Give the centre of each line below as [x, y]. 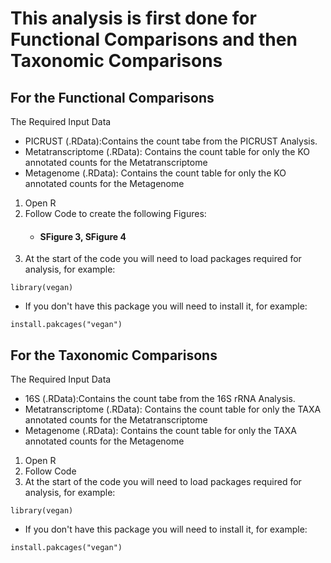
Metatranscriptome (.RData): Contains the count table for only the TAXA [173, 409]
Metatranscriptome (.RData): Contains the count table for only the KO [167, 151]
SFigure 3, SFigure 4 [83, 236]
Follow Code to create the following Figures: [115, 213]
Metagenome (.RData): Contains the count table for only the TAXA [160, 431]
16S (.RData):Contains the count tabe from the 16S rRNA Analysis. [160, 399]
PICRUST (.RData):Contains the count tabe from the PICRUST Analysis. [171, 141]
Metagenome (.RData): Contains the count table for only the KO [155, 173]
